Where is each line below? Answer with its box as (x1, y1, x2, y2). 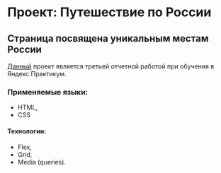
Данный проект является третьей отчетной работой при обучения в (7, 62, 215, 71)
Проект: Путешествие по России (7, 4, 212, 20)
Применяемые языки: (7, 87, 89, 97)
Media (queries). (17, 157, 66, 166)
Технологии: (7, 126, 47, 135)
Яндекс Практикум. (7, 70, 67, 78)
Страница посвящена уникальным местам (7, 32, 209, 44)
